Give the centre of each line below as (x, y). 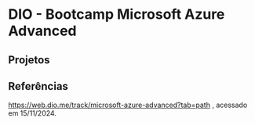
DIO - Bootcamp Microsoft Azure (117, 14)
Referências (38, 86)
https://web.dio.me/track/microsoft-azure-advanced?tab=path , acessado (128, 105)
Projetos (29, 60)
